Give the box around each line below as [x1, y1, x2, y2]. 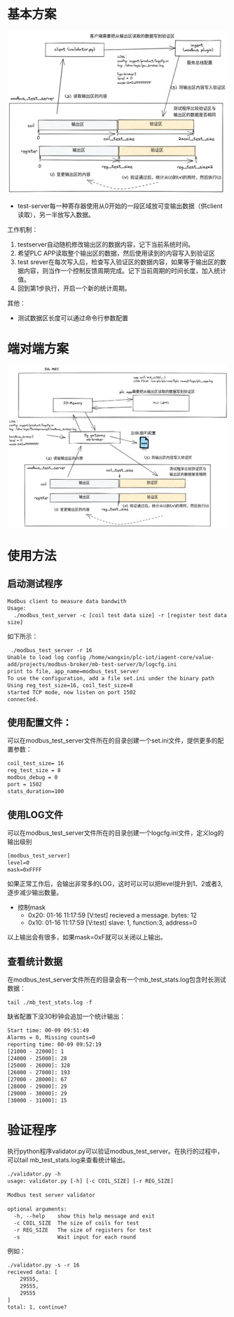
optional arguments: [7, 1206, 68, 1213]
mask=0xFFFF [7, 867, 42, 874]
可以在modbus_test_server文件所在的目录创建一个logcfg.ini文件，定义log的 [7, 829, 224, 837]
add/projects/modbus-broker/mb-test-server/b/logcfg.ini [7, 661, 177, 668]
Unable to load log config [7, 654, 86, 661]
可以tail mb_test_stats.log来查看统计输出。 [7, 1155, 130, 1164]
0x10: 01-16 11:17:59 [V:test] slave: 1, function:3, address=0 [27, 918, 198, 927]
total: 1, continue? [7, 1304, 68, 1311]
